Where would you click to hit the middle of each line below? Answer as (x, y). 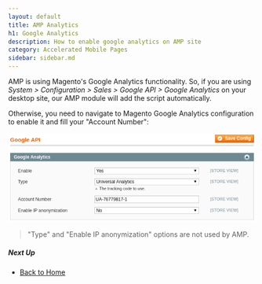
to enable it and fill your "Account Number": (78, 122)
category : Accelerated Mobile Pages (68, 50)
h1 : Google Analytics (44, 33)
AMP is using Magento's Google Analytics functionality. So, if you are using (130, 81)
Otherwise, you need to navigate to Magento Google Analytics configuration (131, 113)
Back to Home (42, 272)
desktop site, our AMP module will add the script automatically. (110, 98)
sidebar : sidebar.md (42, 58)
